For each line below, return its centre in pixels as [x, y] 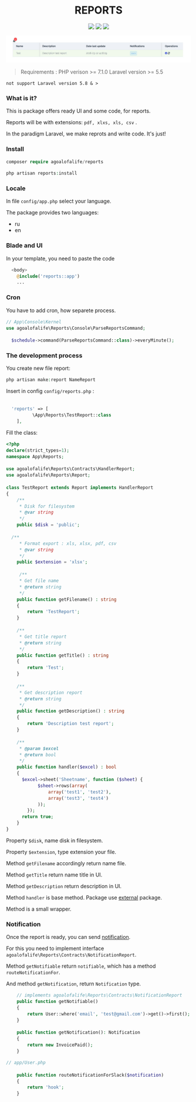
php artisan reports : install [42, 173]
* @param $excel [39, 749]
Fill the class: [22, 432]
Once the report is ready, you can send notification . [68, 937]
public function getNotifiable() [58, 1002]
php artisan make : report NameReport [51, 380]
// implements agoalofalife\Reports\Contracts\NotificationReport [99, 995]
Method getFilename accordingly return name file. [66, 863]
